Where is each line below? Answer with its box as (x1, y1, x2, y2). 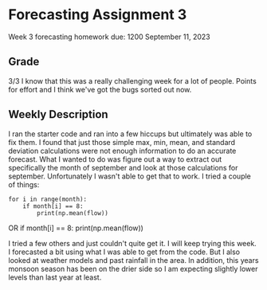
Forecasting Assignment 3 (8, 6, 187, 24)
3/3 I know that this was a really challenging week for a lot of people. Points (8, 76, 257, 85)
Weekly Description (8, 108, 109, 121)
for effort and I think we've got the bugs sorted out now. (8, 84, 192, 94)
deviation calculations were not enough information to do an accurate (8, 146, 237, 155)
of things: (8, 179, 40, 189)
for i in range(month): (8, 195, 88, 203)
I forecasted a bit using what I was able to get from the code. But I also (8, 247, 241, 257)
